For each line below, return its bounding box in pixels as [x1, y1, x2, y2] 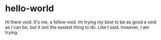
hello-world [5, 3, 54, 14]
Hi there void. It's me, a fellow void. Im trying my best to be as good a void [5, 19, 157, 25]
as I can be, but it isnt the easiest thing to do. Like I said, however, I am [5, 24, 150, 30]
